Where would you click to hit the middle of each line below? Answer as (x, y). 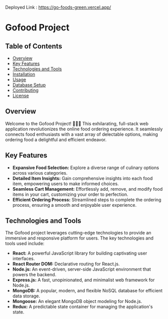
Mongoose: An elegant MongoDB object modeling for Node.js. (77, 301)
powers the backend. (34, 275)
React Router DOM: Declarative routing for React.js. (66, 264)
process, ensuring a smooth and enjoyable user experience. (74, 205)
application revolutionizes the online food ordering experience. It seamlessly (84, 129)
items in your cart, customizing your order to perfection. (70, 194)
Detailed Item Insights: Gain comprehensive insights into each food (82, 178)
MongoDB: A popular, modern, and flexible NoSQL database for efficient (88, 291)
